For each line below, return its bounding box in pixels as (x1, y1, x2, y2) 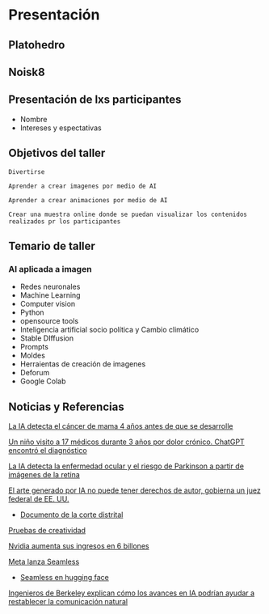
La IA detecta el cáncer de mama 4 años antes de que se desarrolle (8, 421, 233, 431)
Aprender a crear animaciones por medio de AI (8, 196, 168, 204)
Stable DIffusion (19, 333, 74, 343)
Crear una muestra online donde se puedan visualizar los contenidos (8, 210, 248, 218)
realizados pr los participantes (8, 217, 121, 226)
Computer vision (19, 299, 76, 309)
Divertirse (8, 167, 45, 176)
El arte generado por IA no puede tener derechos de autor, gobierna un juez (8, 485, 261, 495)
